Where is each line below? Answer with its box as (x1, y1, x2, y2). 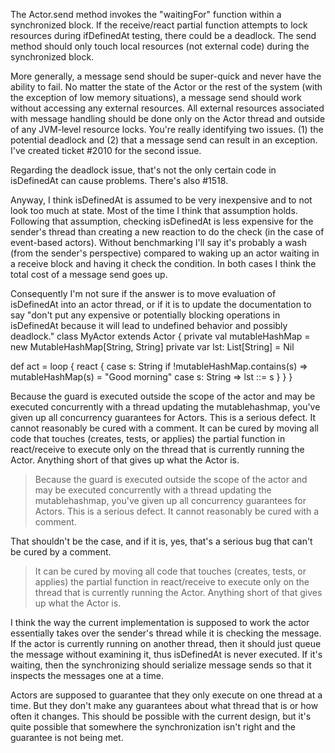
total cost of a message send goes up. (10, 269, 168, 280)
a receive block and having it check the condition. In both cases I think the (10, 258, 317, 269)
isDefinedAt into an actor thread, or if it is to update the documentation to (10, 299, 312, 310)
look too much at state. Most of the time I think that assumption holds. (10, 205, 298, 216)
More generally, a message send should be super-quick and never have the (10, 70, 322, 82)
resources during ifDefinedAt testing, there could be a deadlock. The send (10, 30, 317, 41)
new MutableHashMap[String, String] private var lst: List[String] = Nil (10, 341, 295, 353)
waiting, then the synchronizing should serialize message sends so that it (10, 659, 312, 671)
